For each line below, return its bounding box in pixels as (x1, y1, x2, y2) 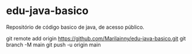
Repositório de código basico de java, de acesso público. (6, 23, 145, 31)
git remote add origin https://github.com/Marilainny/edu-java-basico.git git (6, 35, 186, 42)
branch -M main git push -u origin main (6, 41, 101, 48)
